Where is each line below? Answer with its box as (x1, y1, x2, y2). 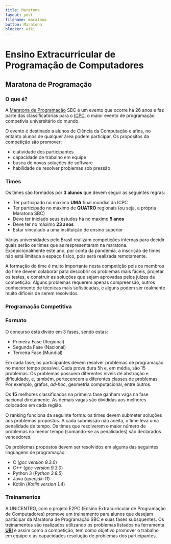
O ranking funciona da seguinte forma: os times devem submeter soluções (5, 412, 162, 418)
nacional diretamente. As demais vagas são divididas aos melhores (5, 396, 146, 403)
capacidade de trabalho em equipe (12, 154, 87, 160)
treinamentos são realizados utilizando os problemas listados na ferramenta (5, 521, 165, 528)
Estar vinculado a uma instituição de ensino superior (12, 227, 124, 233)
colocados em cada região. (5, 402, 63, 408)
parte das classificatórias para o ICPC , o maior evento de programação (5, 112, 155, 119)
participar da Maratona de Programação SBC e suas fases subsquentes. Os (5, 516, 164, 522)
